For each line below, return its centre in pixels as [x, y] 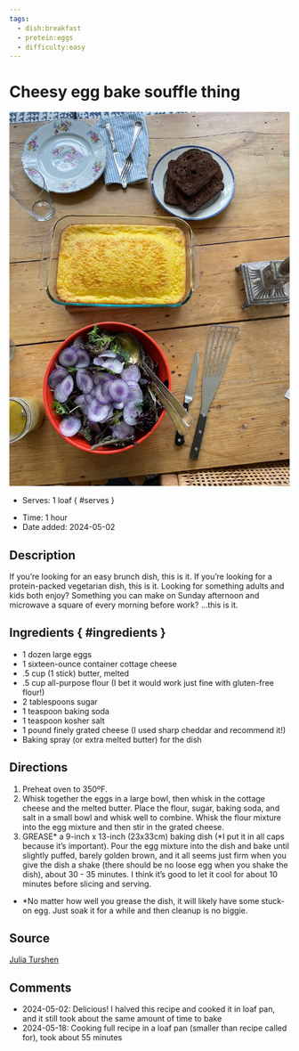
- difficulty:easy [52, 47]
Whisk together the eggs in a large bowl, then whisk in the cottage [143, 798]
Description [42, 555]
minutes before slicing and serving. [87, 884]
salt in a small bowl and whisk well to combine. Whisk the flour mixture [152, 817]
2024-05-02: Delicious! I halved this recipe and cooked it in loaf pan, [149, 1009]
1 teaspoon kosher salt [63, 721]
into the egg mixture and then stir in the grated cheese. [123, 827]
